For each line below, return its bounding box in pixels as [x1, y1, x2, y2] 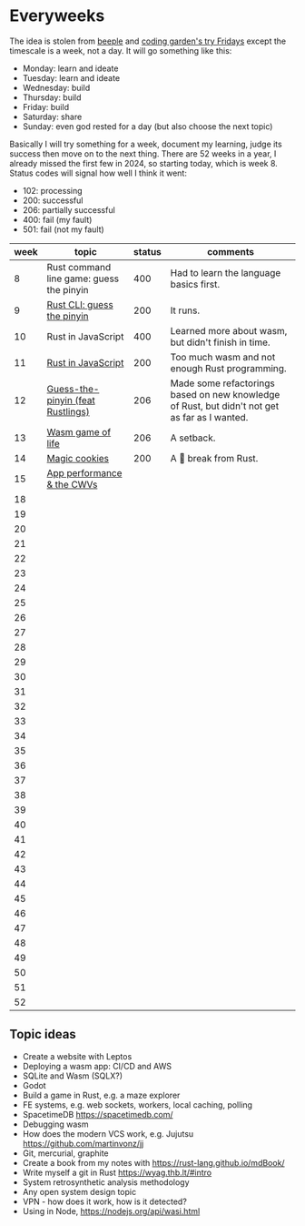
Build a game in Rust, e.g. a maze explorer [22, 1089, 181, 1100]
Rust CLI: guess [46, 298, 113, 310]
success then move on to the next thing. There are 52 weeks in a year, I [9, 147, 277, 159]
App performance [46, 466, 123, 479]
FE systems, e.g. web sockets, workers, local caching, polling [22, 1099, 252, 1110]
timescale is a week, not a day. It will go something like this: [9, 45, 232, 56]
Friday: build [22, 101, 70, 112]
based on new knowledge [170, 388, 280, 400]
